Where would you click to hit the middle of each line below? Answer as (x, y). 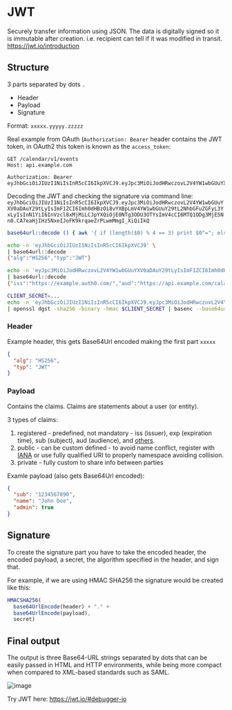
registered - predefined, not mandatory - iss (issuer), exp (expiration (114, 433)
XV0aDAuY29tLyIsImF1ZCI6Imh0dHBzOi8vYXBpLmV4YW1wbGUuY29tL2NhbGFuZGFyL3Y (116, 209)
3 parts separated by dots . (46, 84)
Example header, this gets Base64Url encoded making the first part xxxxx (112, 341)
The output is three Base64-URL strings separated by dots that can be (107, 658)
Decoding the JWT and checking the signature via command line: (100, 196)
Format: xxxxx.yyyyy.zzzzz (45, 126)
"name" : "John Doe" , (43, 501)
